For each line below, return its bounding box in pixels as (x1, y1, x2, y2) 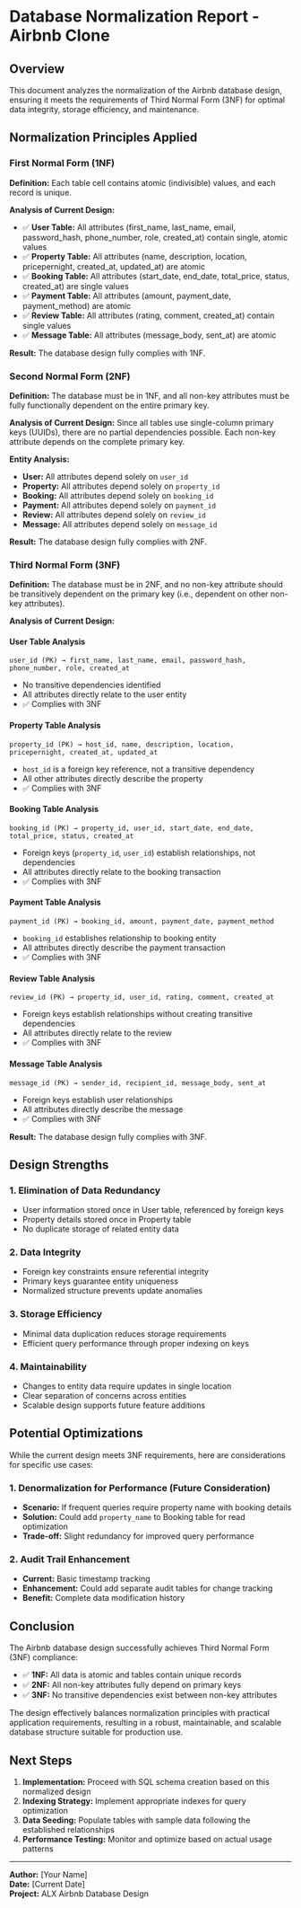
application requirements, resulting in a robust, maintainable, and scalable (9, 1718, 282, 1728)
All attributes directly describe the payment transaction (21, 942, 226, 953)
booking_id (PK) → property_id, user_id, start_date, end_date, (9, 824, 254, 833)
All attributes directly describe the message (21, 1103, 184, 1115)
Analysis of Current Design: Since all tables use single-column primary (9, 417, 274, 428)
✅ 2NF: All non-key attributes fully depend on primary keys (21, 1680, 242, 1691)
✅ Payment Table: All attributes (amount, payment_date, (21, 290, 231, 301)
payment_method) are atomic (21, 300, 132, 311)
